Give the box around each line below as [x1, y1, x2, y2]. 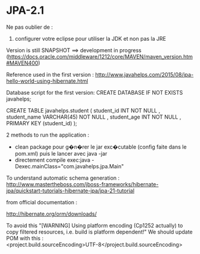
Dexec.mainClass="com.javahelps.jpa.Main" [14, 162, 124, 170]
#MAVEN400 [6, 59, 39, 66]
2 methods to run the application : [6, 131, 90, 138]
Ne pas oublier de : [6, 23, 53, 31]
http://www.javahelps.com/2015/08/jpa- [95, 71, 194, 78]
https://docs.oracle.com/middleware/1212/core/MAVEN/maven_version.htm [8, 53, 193, 60]
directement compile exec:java [14, 156, 91, 164]
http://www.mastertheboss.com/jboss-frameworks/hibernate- [6, 180, 159, 188]
